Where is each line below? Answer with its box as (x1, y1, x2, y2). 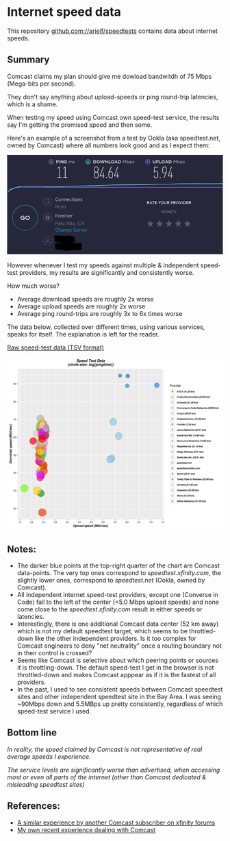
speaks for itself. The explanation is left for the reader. (7, 330, 159, 339)
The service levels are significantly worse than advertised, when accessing (7, 766, 220, 774)
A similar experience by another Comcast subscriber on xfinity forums (16, 818, 216, 827)
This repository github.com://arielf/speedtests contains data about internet (7, 27, 218, 35)
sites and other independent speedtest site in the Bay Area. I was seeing (16, 693, 221, 701)
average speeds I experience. (7, 752, 91, 761)
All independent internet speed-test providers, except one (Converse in (16, 591, 219, 599)
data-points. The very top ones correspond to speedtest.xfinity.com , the (16, 569, 221, 577)
